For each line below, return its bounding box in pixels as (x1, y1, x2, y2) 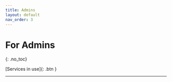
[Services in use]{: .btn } (5, 66, 57, 72)
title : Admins (5, 7, 36, 13)
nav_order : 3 (5, 17, 33, 22)
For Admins (5, 39, 55, 51)
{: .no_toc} (5, 56, 27, 62)
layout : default (5, 12, 40, 17)
